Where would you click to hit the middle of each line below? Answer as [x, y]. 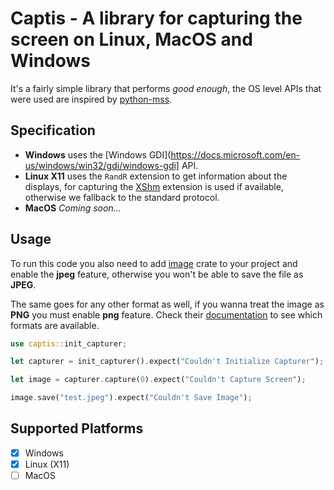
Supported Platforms [77, 428]
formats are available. [55, 325]
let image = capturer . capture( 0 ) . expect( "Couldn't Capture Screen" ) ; [158, 380]
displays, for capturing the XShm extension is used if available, [154, 186]
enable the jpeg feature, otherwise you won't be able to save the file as [157, 274]
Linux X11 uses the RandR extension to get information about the [156, 176]
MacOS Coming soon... [73, 208]
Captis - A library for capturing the [156, 18]
